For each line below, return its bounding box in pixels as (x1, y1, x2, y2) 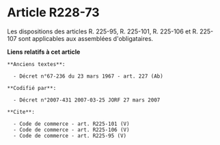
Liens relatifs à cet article (7, 48, 81, 56)
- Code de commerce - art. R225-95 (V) (13, 132, 127, 139)
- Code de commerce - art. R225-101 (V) (13, 120, 130, 127)
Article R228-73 (7, 5, 100, 20)
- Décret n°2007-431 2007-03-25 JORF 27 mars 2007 (13, 97, 161, 103)
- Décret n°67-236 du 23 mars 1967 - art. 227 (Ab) (13, 73, 164, 80)
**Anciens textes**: (7, 61, 66, 67)
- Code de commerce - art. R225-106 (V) (13, 126, 130, 133)
